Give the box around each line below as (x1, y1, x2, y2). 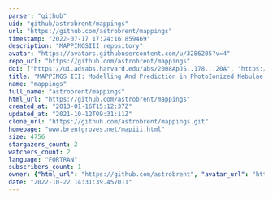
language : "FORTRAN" (8, 155, 79, 163)
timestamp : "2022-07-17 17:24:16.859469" (8, 34, 151, 43)
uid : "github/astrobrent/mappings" (8, 19, 129, 28)
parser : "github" (8, 11, 67, 20)
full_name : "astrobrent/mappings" (8, 87, 126, 96)
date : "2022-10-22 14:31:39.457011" (8, 178, 132, 187)
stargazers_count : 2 (8, 140, 79, 149)
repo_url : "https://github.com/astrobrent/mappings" (8, 58, 191, 66)
